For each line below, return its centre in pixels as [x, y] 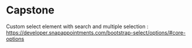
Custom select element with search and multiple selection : [77, 26]
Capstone [30, 10]
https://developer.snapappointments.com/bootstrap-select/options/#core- [96, 32]
